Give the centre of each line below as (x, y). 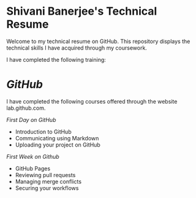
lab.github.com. (26, 108)
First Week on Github (33, 156)
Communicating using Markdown (57, 138)
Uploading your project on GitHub (58, 145)
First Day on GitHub (31, 120)
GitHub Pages (33, 168)
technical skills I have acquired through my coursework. (77, 48)
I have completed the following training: (56, 59)
